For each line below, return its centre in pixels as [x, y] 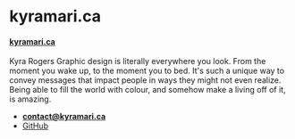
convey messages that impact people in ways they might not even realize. [145, 80]
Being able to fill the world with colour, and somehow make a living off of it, [147, 90]
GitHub [35, 126]
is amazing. [30, 99]
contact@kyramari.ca [64, 117]
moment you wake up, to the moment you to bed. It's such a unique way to [147, 71]
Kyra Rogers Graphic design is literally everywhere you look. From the [138, 61]
